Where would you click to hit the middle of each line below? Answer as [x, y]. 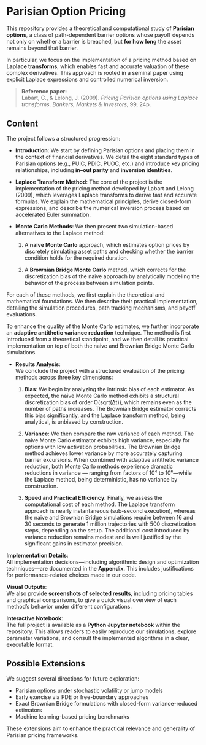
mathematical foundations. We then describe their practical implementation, [102, 301]
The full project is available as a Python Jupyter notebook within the [93, 625]
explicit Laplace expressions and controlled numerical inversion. [87, 79]
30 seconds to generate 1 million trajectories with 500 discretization [110, 524]
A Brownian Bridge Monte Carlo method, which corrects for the [105, 270]
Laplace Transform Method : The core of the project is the [89, 182]
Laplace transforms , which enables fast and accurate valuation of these [98, 66]
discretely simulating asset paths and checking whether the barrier [109, 251]
